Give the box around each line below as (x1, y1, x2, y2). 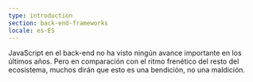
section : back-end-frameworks (8, 19, 109, 27)
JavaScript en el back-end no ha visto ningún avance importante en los (8, 49, 242, 58)
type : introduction (8, 11, 73, 20)
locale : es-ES (8, 26, 56, 34)
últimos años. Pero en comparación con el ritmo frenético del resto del (8, 57, 239, 66)
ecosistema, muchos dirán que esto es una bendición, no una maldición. (8, 65, 245, 75)
